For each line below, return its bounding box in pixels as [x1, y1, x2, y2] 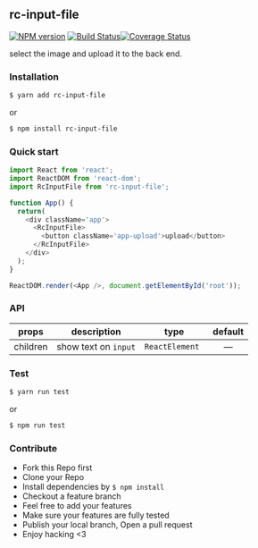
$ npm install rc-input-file [9, 124, 118, 133]
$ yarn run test [9, 388, 70, 397]
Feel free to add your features [21, 501, 132, 511]
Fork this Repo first [21, 462, 93, 473]
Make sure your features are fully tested [21, 510, 170, 521]
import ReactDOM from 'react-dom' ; [9, 174, 142, 183]
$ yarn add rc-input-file [9, 91, 105, 100]
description [71, 325, 121, 338]
